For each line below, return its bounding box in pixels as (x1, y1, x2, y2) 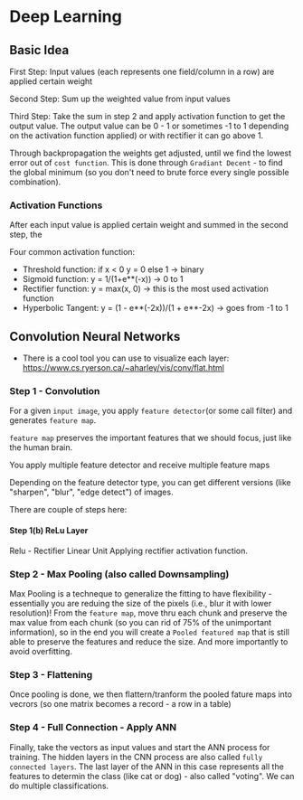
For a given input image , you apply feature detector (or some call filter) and (9, 405, 293, 417)
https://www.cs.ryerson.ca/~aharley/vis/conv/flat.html (22, 362, 224, 373)
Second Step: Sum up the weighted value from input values (9, 93, 231, 104)
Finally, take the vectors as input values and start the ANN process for (9, 741, 270, 752)
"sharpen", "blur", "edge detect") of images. (9, 486, 174, 498)
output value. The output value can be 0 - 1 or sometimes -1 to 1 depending (9, 120, 289, 131)
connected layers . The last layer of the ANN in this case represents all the (9, 761, 285, 772)
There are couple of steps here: (9, 504, 128, 515)
